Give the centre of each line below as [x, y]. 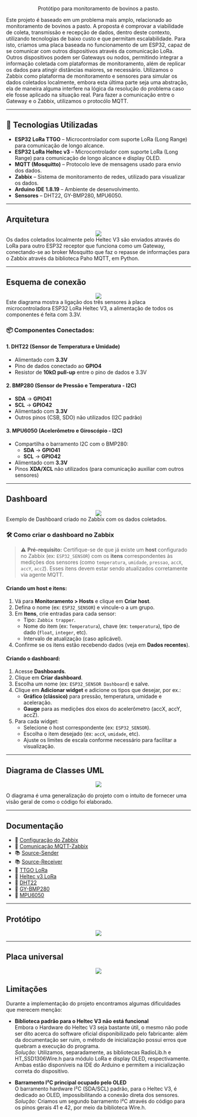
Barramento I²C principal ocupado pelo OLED [71, 1082]
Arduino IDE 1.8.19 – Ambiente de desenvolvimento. [77, 189]
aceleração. [38, 703]
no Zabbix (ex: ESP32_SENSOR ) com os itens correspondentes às [96, 556]
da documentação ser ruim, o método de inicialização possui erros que [100, 1039]
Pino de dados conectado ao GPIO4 [58, 366]
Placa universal [35, 957]
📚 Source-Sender [37, 853]
